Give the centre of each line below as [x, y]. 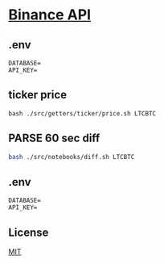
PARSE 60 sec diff [54, 138]
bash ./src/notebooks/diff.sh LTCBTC [72, 157]
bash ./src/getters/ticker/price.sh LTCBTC [82, 113]
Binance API [49, 15]
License [29, 232]
